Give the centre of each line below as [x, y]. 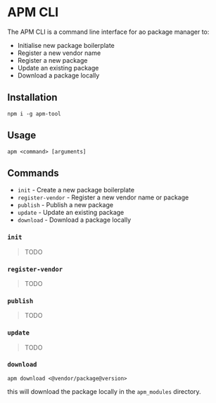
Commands [33, 173]
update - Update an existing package [71, 213]
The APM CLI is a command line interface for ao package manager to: [108, 32]
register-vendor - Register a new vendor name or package [103, 197]
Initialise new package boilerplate [66, 45]
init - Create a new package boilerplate [76, 190]
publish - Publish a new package [65, 205]
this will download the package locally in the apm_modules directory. [104, 391]
